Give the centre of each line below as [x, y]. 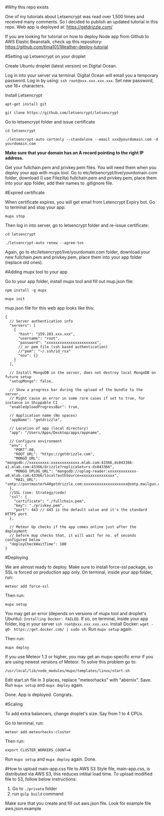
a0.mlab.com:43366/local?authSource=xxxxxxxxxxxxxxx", [62, 476]
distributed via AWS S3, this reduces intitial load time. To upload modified [79, 774]
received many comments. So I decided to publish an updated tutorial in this [82, 22]
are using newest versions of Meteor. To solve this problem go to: [71, 662]
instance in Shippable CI [31, 403]
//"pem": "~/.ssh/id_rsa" [44, 351]
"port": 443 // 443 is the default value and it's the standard [81, 510]
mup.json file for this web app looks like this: [50, 308]
